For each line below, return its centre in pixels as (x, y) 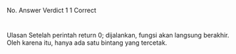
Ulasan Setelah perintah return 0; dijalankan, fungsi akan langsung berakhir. (118, 36)
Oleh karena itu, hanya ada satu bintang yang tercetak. (87, 43)
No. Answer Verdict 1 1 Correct (52, 10)
